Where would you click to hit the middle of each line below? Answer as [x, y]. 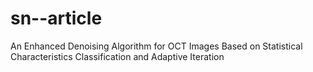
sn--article [56, 18]
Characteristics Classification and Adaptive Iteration [117, 56]
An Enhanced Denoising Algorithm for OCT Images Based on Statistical [156, 46]
